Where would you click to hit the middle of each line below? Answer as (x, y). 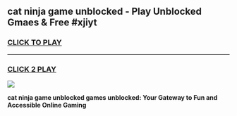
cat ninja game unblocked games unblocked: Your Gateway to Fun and (113, 97)
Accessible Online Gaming (47, 105)
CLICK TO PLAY (35, 43)
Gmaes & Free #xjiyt (52, 23)
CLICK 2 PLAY (32, 69)
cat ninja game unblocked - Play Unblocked (105, 12)
